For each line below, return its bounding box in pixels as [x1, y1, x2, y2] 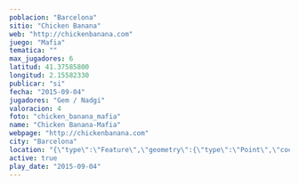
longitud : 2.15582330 [9, 71, 90, 80]
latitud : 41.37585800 [9, 63, 90, 72]
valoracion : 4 [9, 104, 62, 113]
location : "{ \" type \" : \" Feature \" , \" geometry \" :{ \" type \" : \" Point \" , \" [9, 145, 281, 154]
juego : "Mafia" [9, 37, 66, 47]
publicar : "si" [9, 79, 66, 88]
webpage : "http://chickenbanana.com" [9, 129, 149, 138]
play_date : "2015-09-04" [9, 162, 101, 171]
